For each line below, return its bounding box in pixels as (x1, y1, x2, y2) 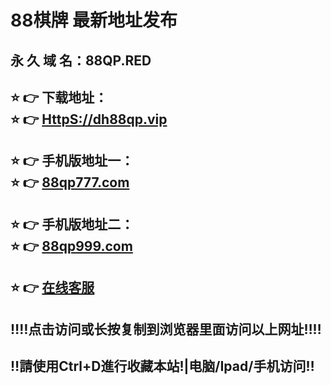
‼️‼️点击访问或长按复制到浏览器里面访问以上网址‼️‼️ (10, 321, 322, 338)
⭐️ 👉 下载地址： (10, 89, 108, 106)
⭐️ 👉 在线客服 (10, 279, 95, 296)
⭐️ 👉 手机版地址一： (10, 152, 135, 170)
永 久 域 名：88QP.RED (10, 52, 152, 69)
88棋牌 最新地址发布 (10, 9, 178, 32)
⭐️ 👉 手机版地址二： (10, 216, 135, 233)
